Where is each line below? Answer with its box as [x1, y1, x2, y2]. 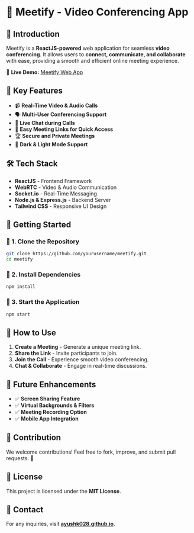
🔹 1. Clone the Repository [6, 237, 80, 245]
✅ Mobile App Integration [14, 415, 79, 422]
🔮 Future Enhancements [6, 379, 96, 390]
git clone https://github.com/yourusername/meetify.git [6, 251, 147, 257]
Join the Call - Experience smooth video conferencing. [14, 356, 149, 363]
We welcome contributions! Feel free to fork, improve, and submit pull [6, 448, 176, 455]
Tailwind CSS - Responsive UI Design [14, 203, 107, 210]
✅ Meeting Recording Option [14, 409, 87, 416]
